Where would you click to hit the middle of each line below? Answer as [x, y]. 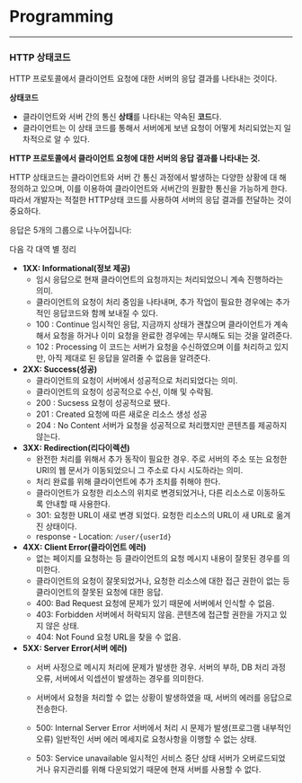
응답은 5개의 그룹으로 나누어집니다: [71, 230]
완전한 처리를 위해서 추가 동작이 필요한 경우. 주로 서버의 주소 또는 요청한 [161, 459]
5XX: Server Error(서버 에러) [75, 648]
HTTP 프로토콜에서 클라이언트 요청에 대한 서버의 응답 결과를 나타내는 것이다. [143, 79]
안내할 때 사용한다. [78, 504]
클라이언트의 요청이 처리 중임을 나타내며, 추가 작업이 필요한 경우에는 [155, 302]
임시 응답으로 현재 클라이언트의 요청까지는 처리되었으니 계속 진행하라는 [160, 279]
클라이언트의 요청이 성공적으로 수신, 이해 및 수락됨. [124, 391]
